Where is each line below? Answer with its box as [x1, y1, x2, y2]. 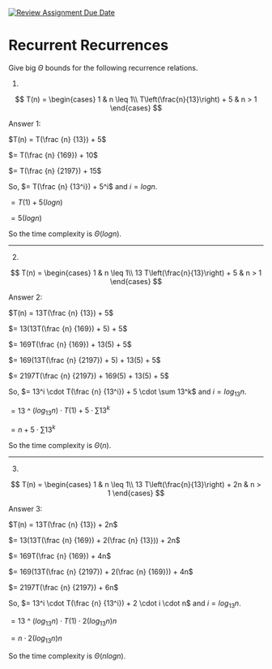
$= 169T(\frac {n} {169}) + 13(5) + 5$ [8, 339, 132, 349]
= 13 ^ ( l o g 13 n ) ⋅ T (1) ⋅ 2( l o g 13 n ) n [11, 615, 117, 628]
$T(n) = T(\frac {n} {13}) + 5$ [8, 134, 107, 144]
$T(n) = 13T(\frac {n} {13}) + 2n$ [8, 520, 118, 529]
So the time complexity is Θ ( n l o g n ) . [8, 651, 126, 661]
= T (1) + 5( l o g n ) [11, 197, 63, 207]
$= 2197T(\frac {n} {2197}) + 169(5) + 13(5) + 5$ [8, 370, 170, 381]
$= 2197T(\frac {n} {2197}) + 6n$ [8, 582, 119, 592]
